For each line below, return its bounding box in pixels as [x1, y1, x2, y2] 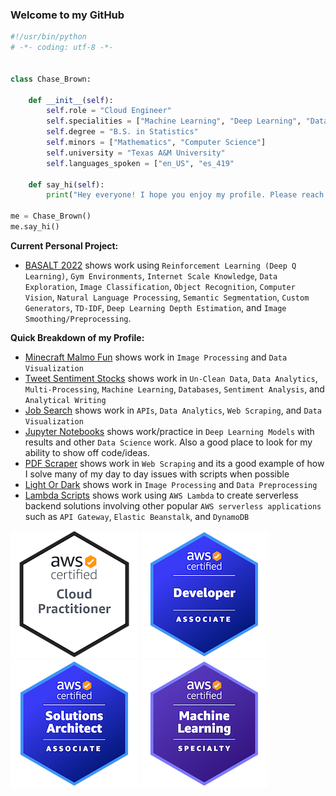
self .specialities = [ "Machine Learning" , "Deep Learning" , [46, 116, 302, 127]
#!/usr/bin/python [10, 32, 87, 42]
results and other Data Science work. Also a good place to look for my [24, 436, 313, 448]
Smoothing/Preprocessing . [24, 312, 132, 324]
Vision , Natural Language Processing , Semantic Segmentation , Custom [24, 291, 310, 303]
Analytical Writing [24, 395, 107, 405]
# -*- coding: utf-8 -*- [10, 43, 114, 53]
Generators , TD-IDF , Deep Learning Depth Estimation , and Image [24, 301, 287, 313]
